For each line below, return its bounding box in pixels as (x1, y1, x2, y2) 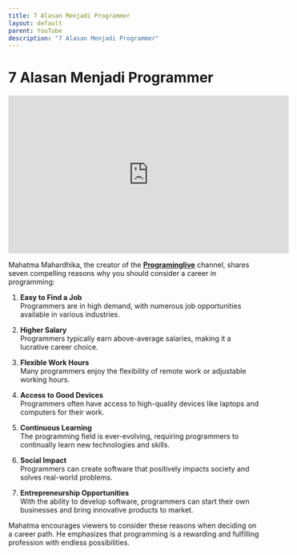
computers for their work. (19, 407, 105, 417)
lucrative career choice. (19, 342, 98, 352)
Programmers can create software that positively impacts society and (19, 464, 250, 474)
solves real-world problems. (19, 472, 113, 482)
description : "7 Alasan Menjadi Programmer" (8, 34, 159, 43)
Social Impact (19, 456, 66, 465)
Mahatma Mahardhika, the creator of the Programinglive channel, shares (8, 260, 250, 269)
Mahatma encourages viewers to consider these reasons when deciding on (8, 521, 257, 530)
